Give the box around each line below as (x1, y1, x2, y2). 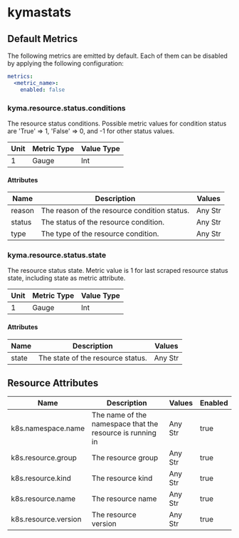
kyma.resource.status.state (7, 250, 107, 260)
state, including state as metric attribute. (7, 274, 126, 282)
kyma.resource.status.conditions (7, 103, 126, 113)
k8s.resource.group (11, 453, 77, 463)
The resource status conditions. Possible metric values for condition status (7, 119, 227, 128)
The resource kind (91, 473, 153, 483)
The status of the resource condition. (41, 217, 165, 227)
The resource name (91, 494, 157, 504)
